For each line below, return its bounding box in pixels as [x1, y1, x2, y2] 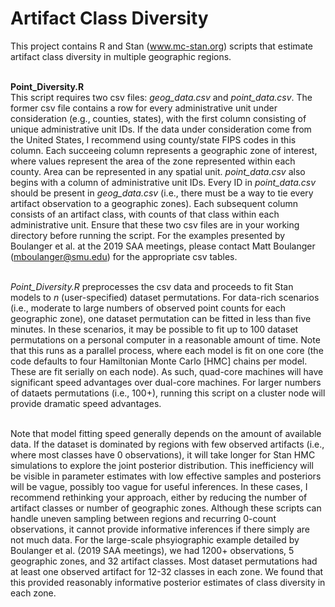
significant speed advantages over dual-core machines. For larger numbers [10, 376, 322, 388]
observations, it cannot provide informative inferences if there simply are [10, 523, 310, 535]
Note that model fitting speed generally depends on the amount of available [10, 427, 322, 439]
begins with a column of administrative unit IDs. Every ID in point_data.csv [10, 176, 317, 188]
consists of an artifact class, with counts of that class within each [10, 208, 280, 220]
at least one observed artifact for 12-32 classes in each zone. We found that [10, 565, 324, 577]
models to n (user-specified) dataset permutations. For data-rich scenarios [10, 291, 320, 303]
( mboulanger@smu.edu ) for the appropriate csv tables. [10, 250, 238, 262]
